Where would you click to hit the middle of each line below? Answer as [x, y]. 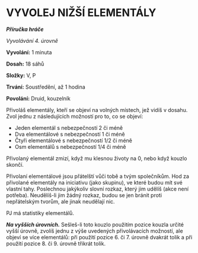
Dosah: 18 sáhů [25, 64]
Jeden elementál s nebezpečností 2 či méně [69, 127]
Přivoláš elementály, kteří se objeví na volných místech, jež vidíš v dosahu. [97, 110]
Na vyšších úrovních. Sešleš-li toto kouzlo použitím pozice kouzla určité [95, 224]
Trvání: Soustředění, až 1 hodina [46, 87]
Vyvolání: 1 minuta [29, 52]
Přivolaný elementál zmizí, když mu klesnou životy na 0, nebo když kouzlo [97, 158]
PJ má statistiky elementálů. [40, 213]
